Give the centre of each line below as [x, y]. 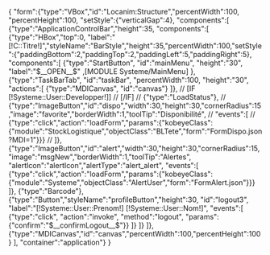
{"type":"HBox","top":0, [47, 37]
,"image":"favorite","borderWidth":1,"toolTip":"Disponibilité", [108, 114]
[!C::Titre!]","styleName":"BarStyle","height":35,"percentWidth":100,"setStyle [135, 46]
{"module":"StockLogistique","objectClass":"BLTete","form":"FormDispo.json [135, 131]
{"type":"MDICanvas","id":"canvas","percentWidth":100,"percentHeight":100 [135, 234]
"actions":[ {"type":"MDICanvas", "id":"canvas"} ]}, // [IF [102, 88]
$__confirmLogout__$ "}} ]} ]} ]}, [102, 225]
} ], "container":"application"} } [60, 242]
